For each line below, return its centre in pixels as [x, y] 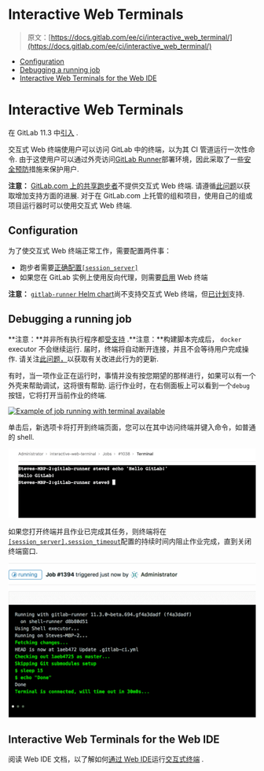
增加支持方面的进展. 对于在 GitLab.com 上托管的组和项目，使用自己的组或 [134, 195]
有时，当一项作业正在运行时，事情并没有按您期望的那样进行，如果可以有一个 [132, 375]
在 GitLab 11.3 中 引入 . [43, 132]
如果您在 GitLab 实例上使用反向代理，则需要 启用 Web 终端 [114, 277]
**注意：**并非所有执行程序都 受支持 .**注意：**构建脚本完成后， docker [125, 339]
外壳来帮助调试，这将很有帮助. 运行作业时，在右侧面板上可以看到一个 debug [129, 385]
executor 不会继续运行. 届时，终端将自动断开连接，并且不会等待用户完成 [125, 349]
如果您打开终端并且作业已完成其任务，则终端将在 [87, 532]
